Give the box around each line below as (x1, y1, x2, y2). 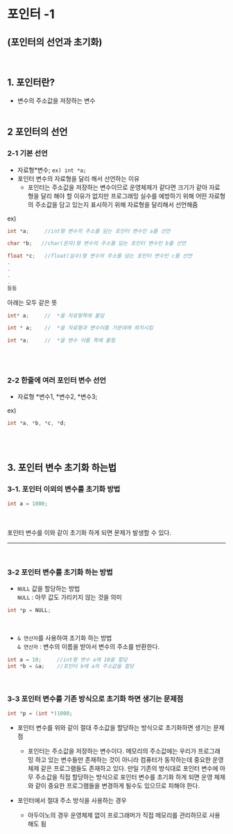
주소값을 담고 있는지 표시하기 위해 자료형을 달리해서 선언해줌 (35, 200, 198, 209)
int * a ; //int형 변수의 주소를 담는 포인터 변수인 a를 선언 (7, 227, 171, 234)
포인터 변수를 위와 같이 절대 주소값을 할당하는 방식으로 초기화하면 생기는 (17, 723, 212, 731)
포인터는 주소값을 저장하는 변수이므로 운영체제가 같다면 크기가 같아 (27, 183, 208, 191)
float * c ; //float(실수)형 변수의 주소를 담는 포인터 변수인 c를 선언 (7, 252, 193, 260)
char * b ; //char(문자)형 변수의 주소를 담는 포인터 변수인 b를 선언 (7, 240, 187, 247)
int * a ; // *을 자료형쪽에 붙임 (7, 312, 105, 319)
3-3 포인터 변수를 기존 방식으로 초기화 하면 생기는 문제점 (7, 694, 184, 704)
